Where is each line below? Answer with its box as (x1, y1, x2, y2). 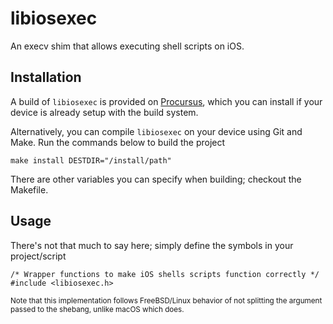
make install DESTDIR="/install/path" (10, 155, 172, 166)
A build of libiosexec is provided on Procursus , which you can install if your (10, 95, 323, 107)
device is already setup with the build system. (10, 106, 199, 118)
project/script (10, 250, 67, 262)
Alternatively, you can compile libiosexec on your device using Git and (10, 125, 303, 137)
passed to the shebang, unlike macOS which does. (10, 304, 185, 314)
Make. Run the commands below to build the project (10, 136, 226, 148)
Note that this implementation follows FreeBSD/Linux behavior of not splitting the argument (10, 295, 323, 306)
